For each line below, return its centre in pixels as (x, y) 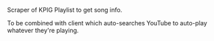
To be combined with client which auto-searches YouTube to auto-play (107, 23)
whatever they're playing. (43, 30)
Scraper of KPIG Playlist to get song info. (65, 10)
